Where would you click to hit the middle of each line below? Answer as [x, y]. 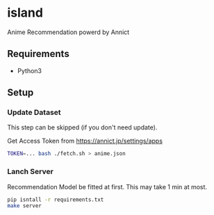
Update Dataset [34, 113]
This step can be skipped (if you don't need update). [82, 127]
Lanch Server [30, 172]
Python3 [29, 70]
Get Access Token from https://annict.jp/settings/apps [85, 141]
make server [24, 206]
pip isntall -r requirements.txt [56, 200]
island [25, 13]
